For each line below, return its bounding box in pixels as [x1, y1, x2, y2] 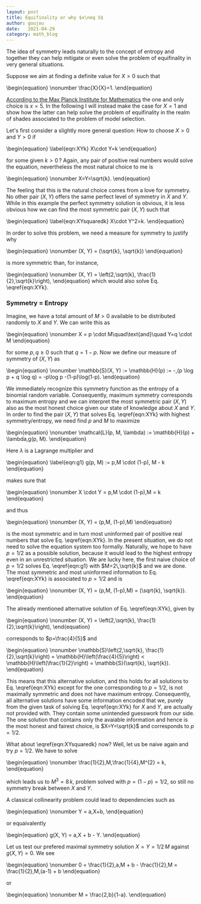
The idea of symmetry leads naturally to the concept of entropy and [6, 48, 175, 55]
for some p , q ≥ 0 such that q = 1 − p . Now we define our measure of [6, 349, 177, 356]
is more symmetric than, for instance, [6, 259, 99, 267]
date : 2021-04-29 [6, 25, 55, 32]
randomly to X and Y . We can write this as [6, 319, 110, 327]
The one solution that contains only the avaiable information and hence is [6, 716, 188, 723]
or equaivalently [6, 820, 46, 827]
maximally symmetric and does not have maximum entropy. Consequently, [6, 691, 191, 698]
